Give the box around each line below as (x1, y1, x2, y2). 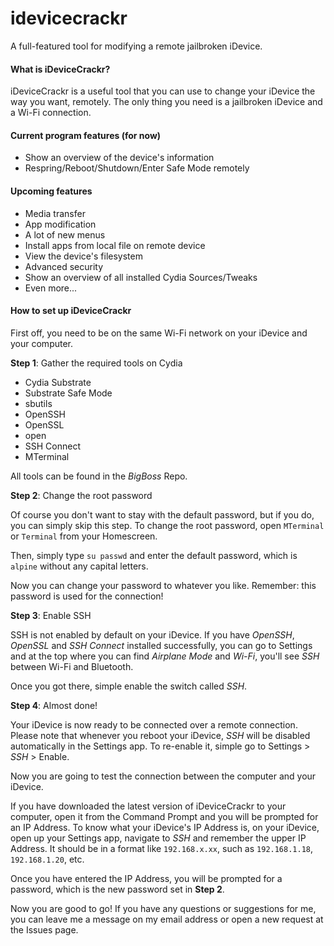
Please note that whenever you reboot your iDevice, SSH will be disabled (10, 729, 311, 741)
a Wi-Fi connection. (10, 107, 92, 119)
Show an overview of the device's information (24, 152, 215, 164)
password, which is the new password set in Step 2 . (10, 883, 225, 895)
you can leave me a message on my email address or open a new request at (10, 913, 324, 925)
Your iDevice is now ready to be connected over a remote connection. (10, 718, 298, 731)
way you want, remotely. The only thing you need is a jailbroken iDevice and (10, 96, 323, 108)
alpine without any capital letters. (10, 560, 149, 572)
